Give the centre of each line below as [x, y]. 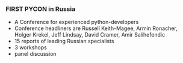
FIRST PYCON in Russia [41, 9]
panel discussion [35, 54]
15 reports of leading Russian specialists [64, 41]
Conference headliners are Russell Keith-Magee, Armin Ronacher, [96, 28]
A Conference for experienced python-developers [76, 22]
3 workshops [31, 47]
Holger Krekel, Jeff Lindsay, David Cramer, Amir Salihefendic [90, 35]
